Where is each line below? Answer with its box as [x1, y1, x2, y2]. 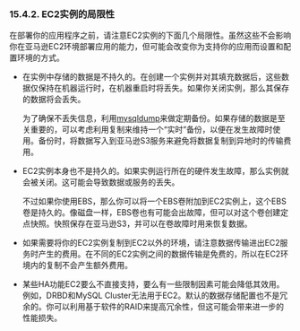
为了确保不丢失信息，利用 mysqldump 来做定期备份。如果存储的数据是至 [21, 113, 286, 124]
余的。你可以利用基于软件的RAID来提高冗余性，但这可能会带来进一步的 [21, 301, 285, 312]
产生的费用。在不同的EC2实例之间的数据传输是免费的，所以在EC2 [38, 248, 281, 259]
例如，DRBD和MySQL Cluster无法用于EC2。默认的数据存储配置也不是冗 [21, 290, 288, 301]
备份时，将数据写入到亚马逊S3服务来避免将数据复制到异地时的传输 [38, 135, 284, 146]
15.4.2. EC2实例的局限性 [9, 7, 115, 20]
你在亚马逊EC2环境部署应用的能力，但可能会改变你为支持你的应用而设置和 [9, 41, 284, 52]
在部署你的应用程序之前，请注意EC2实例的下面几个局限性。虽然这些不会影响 [9, 30, 292, 41]
